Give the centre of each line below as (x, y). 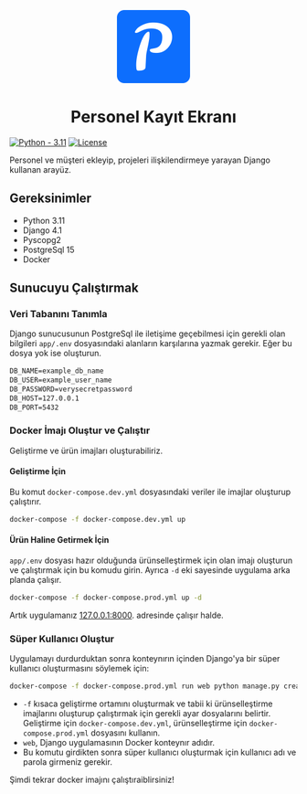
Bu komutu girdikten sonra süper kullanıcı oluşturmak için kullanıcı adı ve (159, 752)
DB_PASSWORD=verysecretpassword (71, 389)
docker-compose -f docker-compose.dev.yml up (97, 519)
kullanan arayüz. (40, 169)
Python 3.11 (44, 220)
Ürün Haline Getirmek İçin (59, 540)
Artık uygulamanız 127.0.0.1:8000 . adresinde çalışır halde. (116, 615)
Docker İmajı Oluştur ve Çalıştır (80, 430)
